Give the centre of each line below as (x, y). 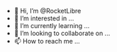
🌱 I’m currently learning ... (52, 26)
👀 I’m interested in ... (44, 18)
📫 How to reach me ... (47, 41)
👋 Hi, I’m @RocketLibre (48, 11)
